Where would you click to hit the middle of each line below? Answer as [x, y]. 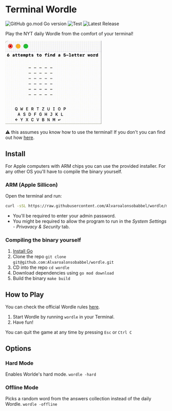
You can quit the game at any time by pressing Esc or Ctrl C [69, 332]
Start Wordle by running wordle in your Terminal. [64, 317]
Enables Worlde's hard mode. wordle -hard [51, 374]
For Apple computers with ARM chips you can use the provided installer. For [85, 166]
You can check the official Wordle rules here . [53, 307]
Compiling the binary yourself [43, 240]
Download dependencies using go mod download [63, 273]
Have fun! [23, 322]
